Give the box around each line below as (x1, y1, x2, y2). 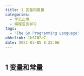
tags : (5, 26, 17, 31)
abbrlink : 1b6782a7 (5, 36, 46, 41)
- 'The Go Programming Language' (10, 31, 80, 36)
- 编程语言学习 (10, 21, 37, 27)
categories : (5, 12, 30, 17)
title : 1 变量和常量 (5, 7, 44, 13)
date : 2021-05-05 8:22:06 (5, 40, 59, 45)
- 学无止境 (10, 17, 30, 22)
